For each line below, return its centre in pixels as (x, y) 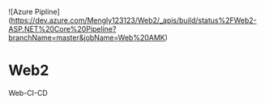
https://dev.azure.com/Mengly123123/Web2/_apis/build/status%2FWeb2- (134, 20)
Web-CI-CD (28, 93)
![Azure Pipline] (34, 12)
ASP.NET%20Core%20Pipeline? (62, 29)
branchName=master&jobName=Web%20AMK (87, 37)
